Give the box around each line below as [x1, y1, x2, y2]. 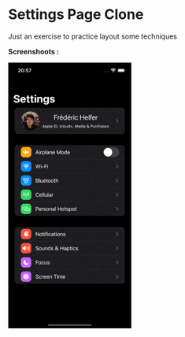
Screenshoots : [8, 46, 59, 56]
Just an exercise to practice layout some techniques [8, 31, 177, 41]
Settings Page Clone [8, 6, 144, 24]
